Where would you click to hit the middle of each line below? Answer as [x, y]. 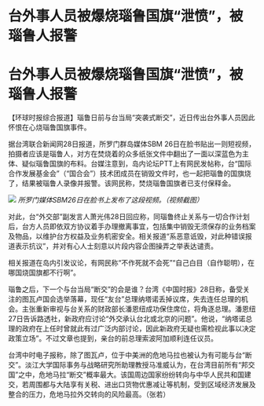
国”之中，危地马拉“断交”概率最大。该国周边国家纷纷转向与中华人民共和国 [126, 375]
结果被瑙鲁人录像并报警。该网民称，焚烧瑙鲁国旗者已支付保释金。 [128, 183]
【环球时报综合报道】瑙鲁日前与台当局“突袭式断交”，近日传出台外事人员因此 [132, 118]
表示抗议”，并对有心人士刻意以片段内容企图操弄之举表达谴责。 [116, 246]
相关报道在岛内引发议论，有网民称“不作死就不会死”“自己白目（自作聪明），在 [132, 263]
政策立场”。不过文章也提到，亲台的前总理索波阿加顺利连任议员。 [113, 338]
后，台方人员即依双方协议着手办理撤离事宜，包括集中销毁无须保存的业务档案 [132, 227]
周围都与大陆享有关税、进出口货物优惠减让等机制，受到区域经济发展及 [142, 385]
